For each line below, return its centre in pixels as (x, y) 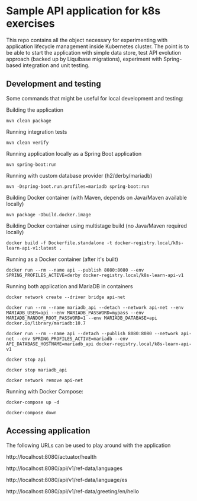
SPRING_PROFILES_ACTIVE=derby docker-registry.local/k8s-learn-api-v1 (95, 275)
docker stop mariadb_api (37, 370)
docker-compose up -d (33, 402)
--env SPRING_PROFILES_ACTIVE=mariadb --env (72, 339)
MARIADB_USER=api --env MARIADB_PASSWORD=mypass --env (75, 313)
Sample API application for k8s (83, 11)
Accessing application (48, 431)
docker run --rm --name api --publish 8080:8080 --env (75, 270)
